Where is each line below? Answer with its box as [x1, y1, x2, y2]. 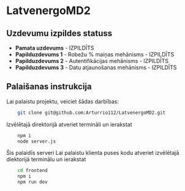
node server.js [17, 138, 56, 144]
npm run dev [17, 179, 48, 185]
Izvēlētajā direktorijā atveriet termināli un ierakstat [6, 121, 133, 128]
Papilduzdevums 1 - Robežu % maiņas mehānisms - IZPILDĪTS [15, 51, 175, 58]
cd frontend [17, 168, 48, 174]
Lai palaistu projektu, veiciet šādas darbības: [6, 97, 119, 105]
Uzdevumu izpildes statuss [6, 28, 113, 39]
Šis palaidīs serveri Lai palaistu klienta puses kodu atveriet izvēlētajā [6, 149, 179, 157]
